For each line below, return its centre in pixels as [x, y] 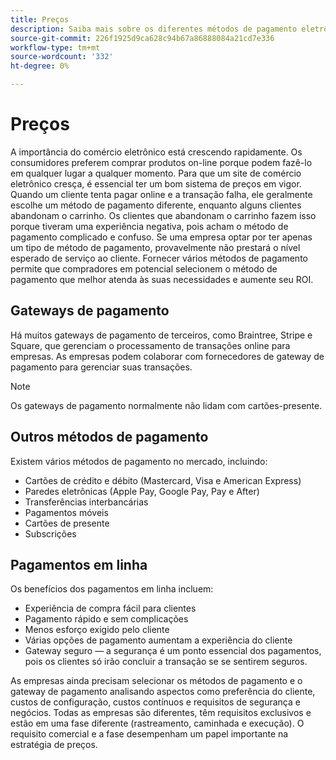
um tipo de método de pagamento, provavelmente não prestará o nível [155, 247]
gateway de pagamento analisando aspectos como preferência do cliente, [163, 692]
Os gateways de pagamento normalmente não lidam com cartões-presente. [166, 405]
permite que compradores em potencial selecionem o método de [144, 268]
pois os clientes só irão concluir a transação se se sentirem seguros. [166, 662]
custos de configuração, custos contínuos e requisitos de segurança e [155, 702]
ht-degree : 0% [40, 66]
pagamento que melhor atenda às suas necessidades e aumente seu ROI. [162, 279]
